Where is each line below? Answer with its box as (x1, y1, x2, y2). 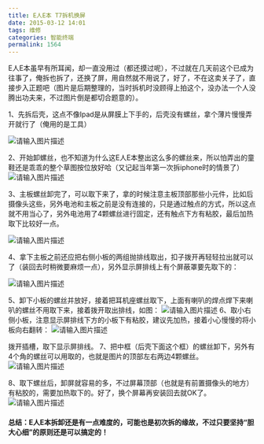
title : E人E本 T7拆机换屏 (8, 11, 86, 20)
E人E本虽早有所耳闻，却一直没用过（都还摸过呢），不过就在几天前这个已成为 (8, 64, 254, 73)
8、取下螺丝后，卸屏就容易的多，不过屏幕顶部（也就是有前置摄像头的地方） (8, 379, 254, 388)
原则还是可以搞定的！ (38, 427, 108, 437)
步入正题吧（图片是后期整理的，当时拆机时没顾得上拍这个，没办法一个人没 (14, 83, 256, 93)
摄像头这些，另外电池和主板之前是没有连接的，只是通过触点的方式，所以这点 (8, 199, 256, 209)
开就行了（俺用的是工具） (8, 120, 91, 129)
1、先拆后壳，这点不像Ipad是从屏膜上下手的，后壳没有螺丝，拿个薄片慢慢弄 (8, 109, 253, 119)
